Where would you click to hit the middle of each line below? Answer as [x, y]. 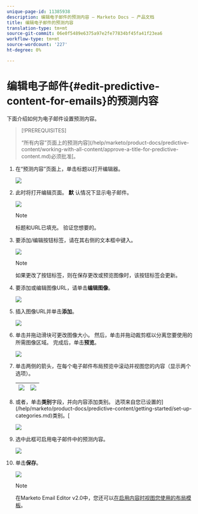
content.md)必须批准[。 [50, 156]
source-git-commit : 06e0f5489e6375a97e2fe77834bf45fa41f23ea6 [85, 34]
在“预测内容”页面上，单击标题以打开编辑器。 [69, 168]
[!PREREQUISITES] [44, 130]
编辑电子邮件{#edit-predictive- [83, 86]
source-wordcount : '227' [37, 45]
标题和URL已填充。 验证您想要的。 [57, 227]
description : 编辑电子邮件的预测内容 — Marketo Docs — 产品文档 [81, 17]
